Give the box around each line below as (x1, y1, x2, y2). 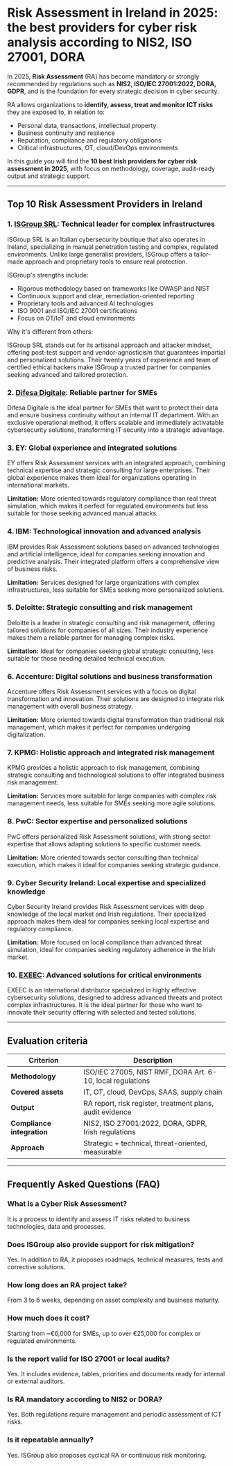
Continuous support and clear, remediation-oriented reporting (17, 291, 194, 300)
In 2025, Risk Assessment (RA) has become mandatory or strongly (7, 72, 200, 81)
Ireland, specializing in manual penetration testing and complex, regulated (7, 242, 218, 251)
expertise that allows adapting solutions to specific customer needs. (7, 839, 202, 848)
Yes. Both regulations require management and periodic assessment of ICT (7, 1410, 222, 1419)
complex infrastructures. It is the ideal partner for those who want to (7, 1001, 202, 1009)
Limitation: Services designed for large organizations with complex (7, 578, 200, 586)
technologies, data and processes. (7, 1222, 106, 1230)
